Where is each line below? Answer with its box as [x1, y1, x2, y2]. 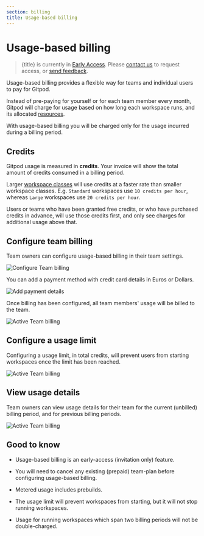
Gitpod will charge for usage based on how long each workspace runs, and [6, 104, 195, 111]
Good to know [6, 440, 60, 450]
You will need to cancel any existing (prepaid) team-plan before [15, 467, 175, 475]
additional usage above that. [6, 219, 78, 226]
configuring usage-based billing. [15, 474, 97, 481]
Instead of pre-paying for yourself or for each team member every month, [6, 97, 192, 105]
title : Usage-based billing [6, 15, 78, 21]
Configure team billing [6, 236, 93, 247]
